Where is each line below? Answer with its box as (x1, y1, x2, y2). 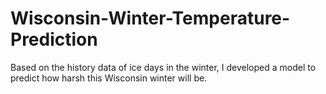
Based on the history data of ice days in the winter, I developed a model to (10, 61, 317, 73)
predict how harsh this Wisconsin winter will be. (10, 72, 208, 84)
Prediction (10, 28, 98, 51)
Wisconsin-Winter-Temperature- (10, 7, 291, 30)
